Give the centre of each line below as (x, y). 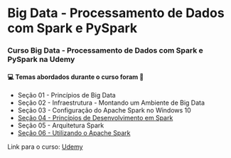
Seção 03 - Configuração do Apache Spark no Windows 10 (104, 110)
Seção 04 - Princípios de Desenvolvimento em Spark (95, 118)
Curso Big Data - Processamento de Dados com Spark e (106, 51)
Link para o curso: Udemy (45, 147)
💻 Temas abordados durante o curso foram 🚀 (76, 77)
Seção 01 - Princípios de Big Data (66, 95)
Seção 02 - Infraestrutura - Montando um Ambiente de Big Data (111, 103)
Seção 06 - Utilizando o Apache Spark (74, 133)
